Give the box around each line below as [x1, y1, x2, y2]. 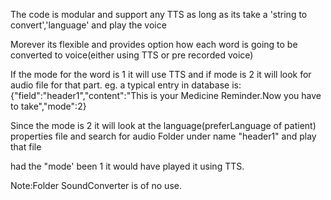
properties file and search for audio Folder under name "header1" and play [10, 130, 317, 142]
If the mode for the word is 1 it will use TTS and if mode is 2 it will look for [10, 69, 312, 80]
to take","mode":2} [10, 100, 87, 112]
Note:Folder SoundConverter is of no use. [10, 180, 182, 191]
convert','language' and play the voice [10, 19, 167, 31]
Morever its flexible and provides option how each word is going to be [10, 39, 298, 50]
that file [10, 141, 42, 153]
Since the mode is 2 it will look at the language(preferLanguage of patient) [10, 120, 317, 131]
